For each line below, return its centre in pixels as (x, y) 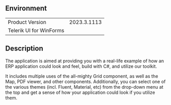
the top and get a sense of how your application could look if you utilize (80, 92)
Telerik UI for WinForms (36, 30)
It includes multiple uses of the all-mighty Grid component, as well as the (82, 76)
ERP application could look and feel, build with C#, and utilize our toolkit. (81, 66)
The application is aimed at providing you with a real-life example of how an (85, 61)
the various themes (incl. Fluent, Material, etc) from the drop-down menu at (84, 87)
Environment (26, 8)
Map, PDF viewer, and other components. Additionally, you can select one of (85, 82)
